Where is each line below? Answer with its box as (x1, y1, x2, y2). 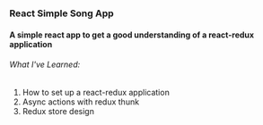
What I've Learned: (9, 59, 81, 70)
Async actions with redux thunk (22, 96, 140, 107)
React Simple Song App (9, 7, 114, 20)
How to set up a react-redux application (22, 87, 171, 97)
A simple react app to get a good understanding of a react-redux (9, 29, 254, 40)
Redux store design (22, 105, 94, 116)
